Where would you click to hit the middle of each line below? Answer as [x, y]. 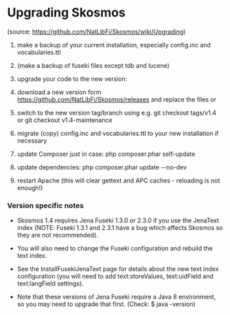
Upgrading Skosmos [66, 13]
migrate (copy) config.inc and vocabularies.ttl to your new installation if [118, 133]
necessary [32, 140]
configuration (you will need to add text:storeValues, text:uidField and [115, 277]
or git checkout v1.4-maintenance [65, 120]
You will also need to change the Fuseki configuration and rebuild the [115, 248]
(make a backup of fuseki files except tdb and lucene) [93, 65]
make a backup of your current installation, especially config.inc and [114, 45]
